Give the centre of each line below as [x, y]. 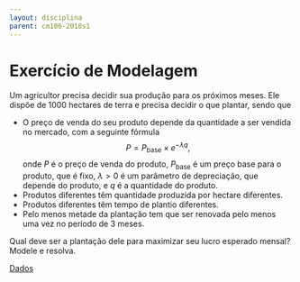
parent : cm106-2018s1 [50, 26]
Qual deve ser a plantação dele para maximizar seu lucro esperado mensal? [150, 241]
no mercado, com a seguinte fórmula [91, 132]
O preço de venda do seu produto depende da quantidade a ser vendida [156, 123]
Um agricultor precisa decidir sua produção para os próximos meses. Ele [145, 96]
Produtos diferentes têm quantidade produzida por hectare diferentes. [153, 195]
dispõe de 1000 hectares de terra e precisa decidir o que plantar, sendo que [150, 105]
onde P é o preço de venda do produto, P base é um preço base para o [152, 165]
